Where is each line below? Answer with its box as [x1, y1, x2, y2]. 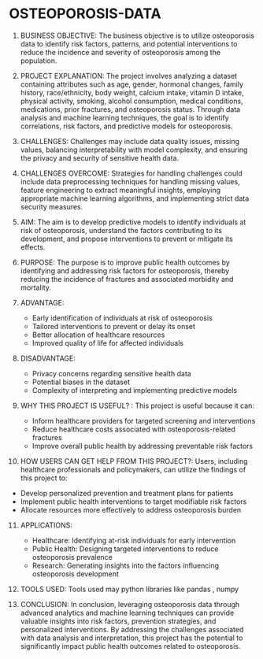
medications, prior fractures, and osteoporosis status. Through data [20, 104, 241, 114]
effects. [20, 242, 46, 252]
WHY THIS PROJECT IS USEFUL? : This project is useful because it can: [20, 401, 255, 410]
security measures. [20, 202, 83, 211]
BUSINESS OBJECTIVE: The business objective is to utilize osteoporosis [20, 31, 255, 40]
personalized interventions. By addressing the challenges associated [20, 624, 244, 634]
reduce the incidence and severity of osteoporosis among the [20, 47, 221, 57]
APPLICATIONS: [20, 520, 73, 530]
